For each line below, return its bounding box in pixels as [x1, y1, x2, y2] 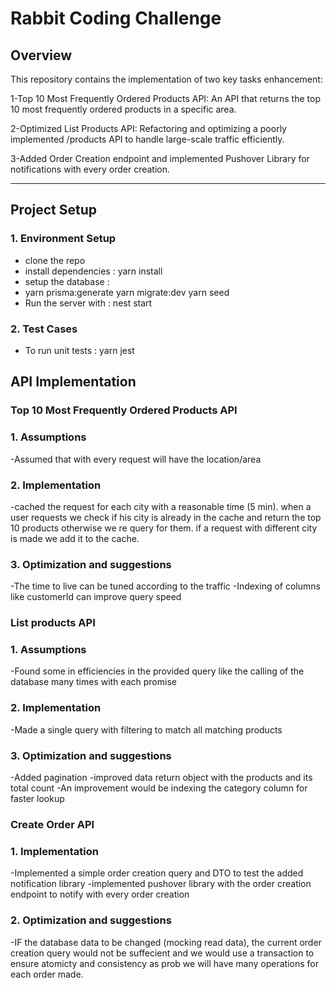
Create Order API [10, 817, 95, 831]
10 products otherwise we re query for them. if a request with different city [10, 522, 318, 534]
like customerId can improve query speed [10, 591, 182, 603]
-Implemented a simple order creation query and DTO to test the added [10, 867, 304, 879]
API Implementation [10, 373, 137, 391]
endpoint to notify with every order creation [10, 888, 190, 901]
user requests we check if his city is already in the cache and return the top [10, 511, 322, 523]
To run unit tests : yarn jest [24, 344, 135, 356]
